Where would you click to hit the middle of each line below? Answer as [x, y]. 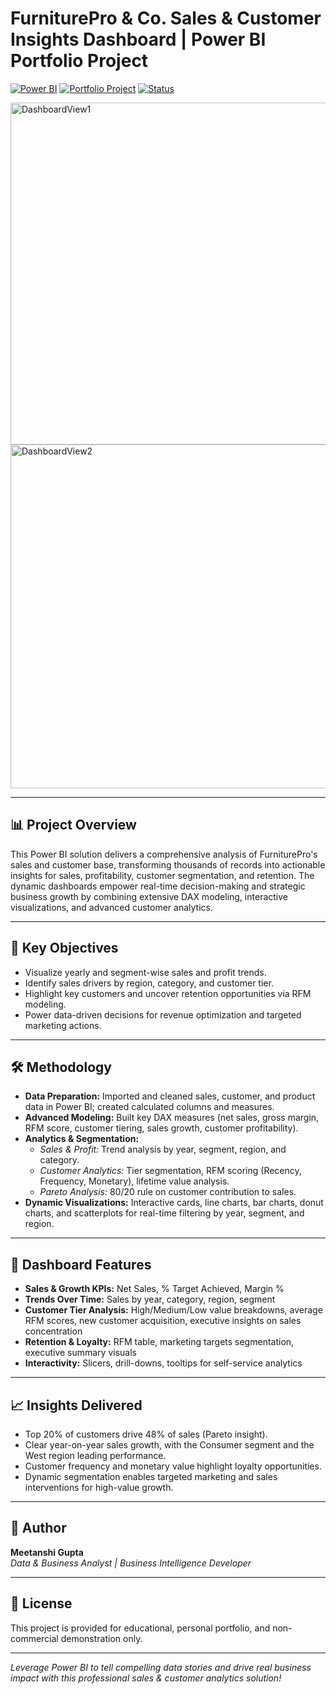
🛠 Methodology [61, 1067]
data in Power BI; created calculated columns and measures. [149, 1107]
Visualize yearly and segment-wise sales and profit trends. [145, 972]
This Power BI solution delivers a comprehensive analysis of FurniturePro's [164, 854]
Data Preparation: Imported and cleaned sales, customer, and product [170, 1096]
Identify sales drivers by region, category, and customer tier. [149, 983]
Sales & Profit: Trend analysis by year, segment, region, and [163, 1149]
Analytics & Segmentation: [82, 1139]
